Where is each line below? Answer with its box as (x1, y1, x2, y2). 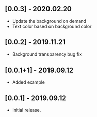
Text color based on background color (12, 23, 92, 29)
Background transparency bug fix (12, 51, 82, 57)
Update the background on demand (12, 18, 87, 24)
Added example (12, 79, 45, 85)
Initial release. (12, 107, 41, 113)
